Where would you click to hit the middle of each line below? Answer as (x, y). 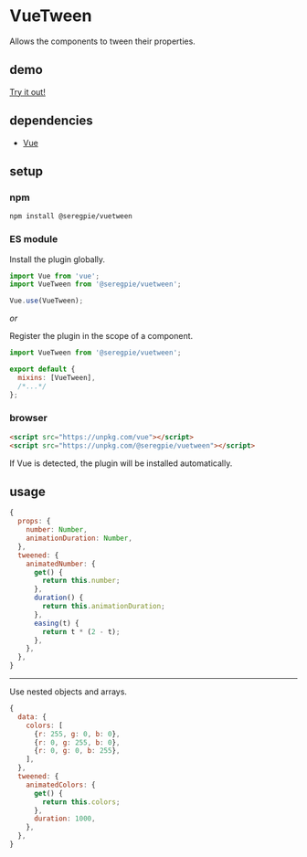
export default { (42, 370)
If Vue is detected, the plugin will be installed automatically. (121, 463)
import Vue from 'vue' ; (55, 276)
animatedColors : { (61, 785)
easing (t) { (56, 623)
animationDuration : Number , (79, 539)
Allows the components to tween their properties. (103, 41)
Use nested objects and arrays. (69, 692)
